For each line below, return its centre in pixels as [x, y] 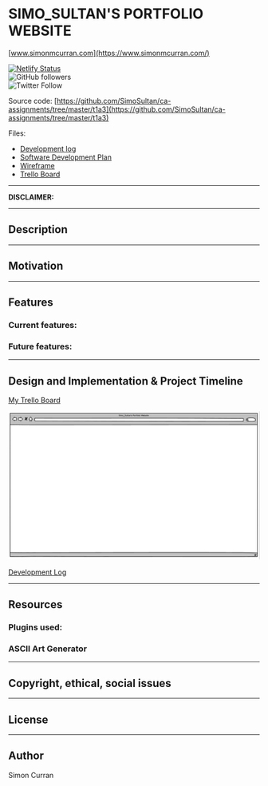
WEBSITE [40, 31]
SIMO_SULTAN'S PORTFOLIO [106, 14]
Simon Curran [31, 775]
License [28, 719]
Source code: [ [33, 101]
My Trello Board [35, 400]
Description [38, 229]
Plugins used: [35, 627]
